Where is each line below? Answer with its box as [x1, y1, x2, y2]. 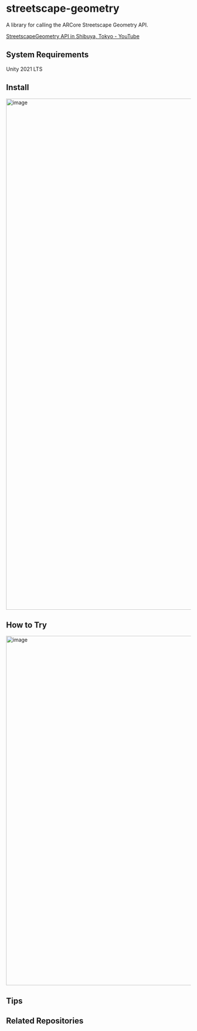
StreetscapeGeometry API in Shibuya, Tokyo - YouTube [6, 32, 140, 39]
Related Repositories [6, 1016, 84, 1026]
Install [6, 82, 29, 92]
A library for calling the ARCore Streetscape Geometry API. [6, 21, 148, 28]
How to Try [6, 620, 47, 630]
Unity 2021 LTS [6, 65, 43, 72]
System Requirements [6, 49, 89, 60]
